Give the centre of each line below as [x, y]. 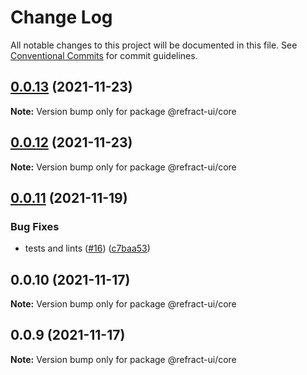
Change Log [61, 17]
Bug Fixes [35, 226]
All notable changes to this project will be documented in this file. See [154, 45]
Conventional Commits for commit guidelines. [104, 55]
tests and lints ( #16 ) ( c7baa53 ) [87, 248]
